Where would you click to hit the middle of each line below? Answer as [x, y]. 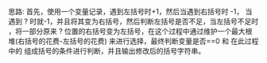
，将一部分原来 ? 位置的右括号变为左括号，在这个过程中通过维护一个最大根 [130, 31]
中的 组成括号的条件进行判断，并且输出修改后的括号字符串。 [106, 51]
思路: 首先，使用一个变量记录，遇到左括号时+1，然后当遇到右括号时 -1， [126, 11]
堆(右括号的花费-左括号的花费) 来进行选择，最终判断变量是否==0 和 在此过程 [133, 41]
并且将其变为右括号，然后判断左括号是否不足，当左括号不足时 [158, 21]
